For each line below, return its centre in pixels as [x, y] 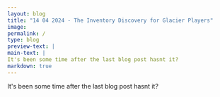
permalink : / [27, 33]
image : [17, 27]
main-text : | [27, 53]
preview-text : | [31, 46]
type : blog [23, 40]
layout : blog [27, 14]
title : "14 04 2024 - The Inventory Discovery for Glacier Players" [110, 20]
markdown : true [30, 66]
